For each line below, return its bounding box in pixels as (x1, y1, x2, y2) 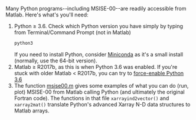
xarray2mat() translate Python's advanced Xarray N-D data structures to (14, 101, 191, 108)
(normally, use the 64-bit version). (14, 57, 98, 64)
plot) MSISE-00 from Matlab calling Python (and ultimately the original (14, 88, 185, 95)
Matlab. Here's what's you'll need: (5, 11, 89, 18)
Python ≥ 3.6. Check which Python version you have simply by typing (14, 23, 184, 29)
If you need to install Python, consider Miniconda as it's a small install (14, 51, 184, 58)
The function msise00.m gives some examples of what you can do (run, (14, 82, 189, 89)
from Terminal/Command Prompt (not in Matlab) (14, 29, 131, 36)
